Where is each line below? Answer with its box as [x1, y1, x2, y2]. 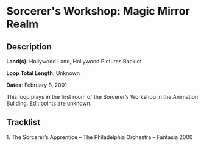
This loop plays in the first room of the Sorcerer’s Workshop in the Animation [6, 93, 199, 100]
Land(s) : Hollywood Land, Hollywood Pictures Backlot [6, 58, 142, 65]
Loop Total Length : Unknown [6, 70, 80, 77]
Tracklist [6, 117, 41, 127]
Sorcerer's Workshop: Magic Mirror [6, 4, 190, 18]
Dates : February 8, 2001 [6, 81, 67, 88]
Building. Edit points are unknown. [6, 99, 92, 107]
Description [6, 41, 52, 52]
